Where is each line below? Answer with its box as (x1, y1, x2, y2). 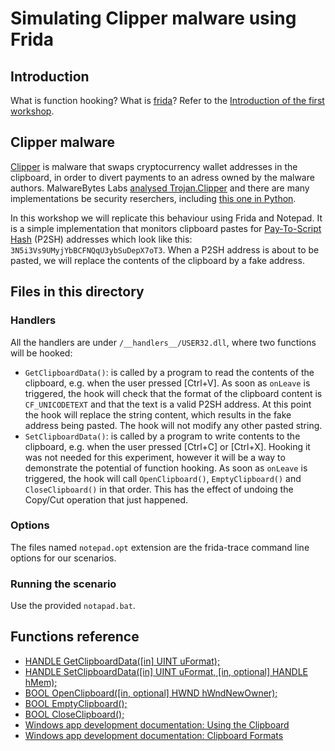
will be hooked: (10, 347, 73, 359)
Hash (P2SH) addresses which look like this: (10, 233, 193, 245)
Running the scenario (10, 577, 117, 591)
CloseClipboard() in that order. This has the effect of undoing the (24, 483, 294, 495)
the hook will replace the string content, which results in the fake (24, 408, 292, 421)
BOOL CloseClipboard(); (24, 708, 125, 720)
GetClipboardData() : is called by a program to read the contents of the (24, 366, 315, 378)
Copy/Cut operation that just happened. (24, 493, 188, 506)
